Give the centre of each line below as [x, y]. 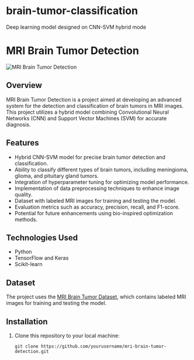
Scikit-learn [28, 264]
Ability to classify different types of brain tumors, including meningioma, [101, 169]
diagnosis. [18, 124]
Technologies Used [42, 238]
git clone [27, 346]
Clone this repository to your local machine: [67, 335]
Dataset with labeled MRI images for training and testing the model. [96, 201]
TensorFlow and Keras [41, 258]
